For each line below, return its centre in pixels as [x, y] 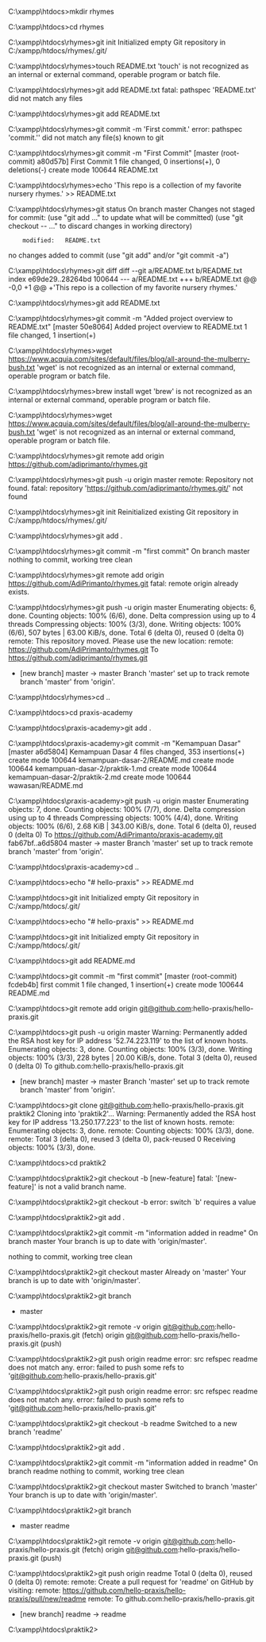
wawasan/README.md [46, 785]
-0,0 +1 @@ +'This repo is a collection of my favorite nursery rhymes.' [123, 288]
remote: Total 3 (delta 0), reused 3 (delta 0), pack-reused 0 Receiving [122, 1139]
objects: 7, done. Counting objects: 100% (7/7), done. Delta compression [127, 809]
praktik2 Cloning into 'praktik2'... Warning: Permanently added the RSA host [132, 1114]
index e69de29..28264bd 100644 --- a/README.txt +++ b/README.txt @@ [133, 279]
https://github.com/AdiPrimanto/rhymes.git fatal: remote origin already [123, 583]
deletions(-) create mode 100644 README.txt [83, 170]
